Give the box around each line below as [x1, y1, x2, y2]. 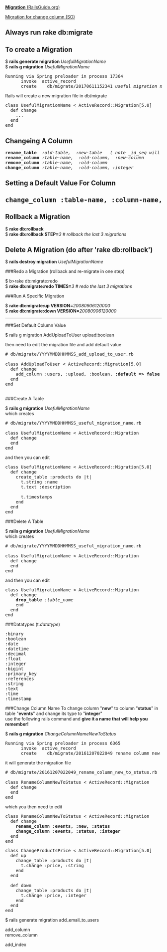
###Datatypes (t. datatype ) [5, 621, 61, 628]
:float [5, 656, 21, 662]
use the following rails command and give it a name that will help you [5, 716, 148, 722]
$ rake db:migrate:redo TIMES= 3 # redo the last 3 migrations [5, 283, 133, 289]
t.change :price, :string [20, 863, 84, 869]
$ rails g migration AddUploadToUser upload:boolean [5, 332, 114, 338]
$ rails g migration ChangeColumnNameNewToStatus [5, 731, 116, 737]
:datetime [5, 646, 29, 652]
